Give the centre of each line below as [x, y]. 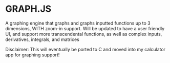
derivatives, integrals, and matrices [42, 39]
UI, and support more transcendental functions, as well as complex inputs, [84, 34]
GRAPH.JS [28, 9]
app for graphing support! [33, 55]
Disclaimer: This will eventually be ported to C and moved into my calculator [85, 49]
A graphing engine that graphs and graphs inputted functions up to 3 [78, 23]
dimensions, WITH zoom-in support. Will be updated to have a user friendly [85, 28]
